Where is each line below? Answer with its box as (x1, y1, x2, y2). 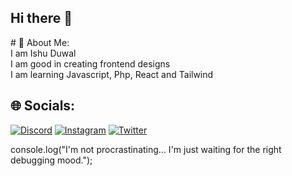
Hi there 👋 (10, 10, 73, 27)
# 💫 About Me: (10, 36, 70, 48)
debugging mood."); (10, 154, 93, 166)
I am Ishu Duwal (10, 47, 77, 59)
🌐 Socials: (10, 97, 76, 115)
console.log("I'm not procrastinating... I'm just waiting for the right (10, 143, 282, 155)
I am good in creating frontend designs (10, 57, 171, 70)
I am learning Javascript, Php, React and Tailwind (10, 68, 214, 80)
